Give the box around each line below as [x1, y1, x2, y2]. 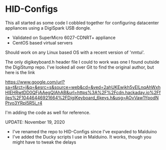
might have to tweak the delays [12, 139, 77, 145]
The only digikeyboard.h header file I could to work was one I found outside [5, 59, 160, 65]
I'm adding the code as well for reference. [5, 110, 91, 115]
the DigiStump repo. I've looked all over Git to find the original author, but [5, 64, 154, 70]
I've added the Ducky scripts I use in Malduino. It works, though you [12, 134, 152, 140]
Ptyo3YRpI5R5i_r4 [5, 100, 43, 106]
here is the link [5, 69, 35, 75]
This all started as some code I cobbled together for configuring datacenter [5, 20, 159, 26]
